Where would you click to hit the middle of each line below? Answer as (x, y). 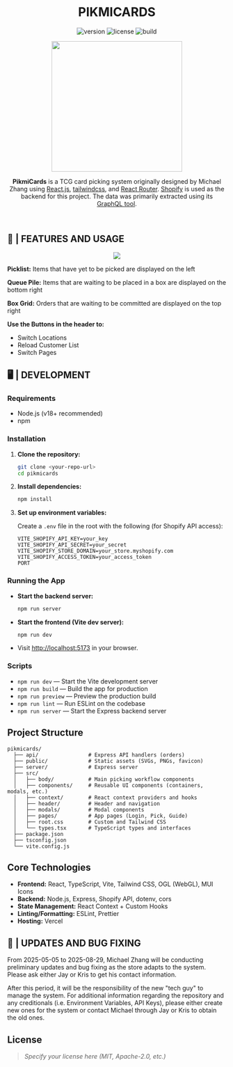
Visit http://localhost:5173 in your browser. (78, 648)
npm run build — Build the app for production (82, 688)
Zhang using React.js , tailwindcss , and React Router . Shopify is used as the (117, 189)
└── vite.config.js (42, 846)
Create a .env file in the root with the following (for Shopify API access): (120, 526)
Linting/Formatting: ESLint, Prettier (68, 914)
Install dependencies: (49, 487)
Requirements (32, 399)
